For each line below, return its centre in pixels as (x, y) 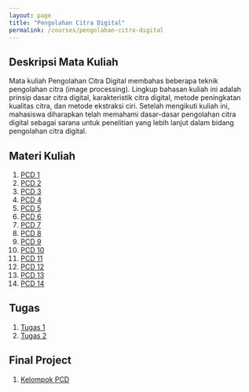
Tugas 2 (33, 335)
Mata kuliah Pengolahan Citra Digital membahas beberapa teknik (114, 81)
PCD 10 (32, 250)
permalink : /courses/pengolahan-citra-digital (86, 30)
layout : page (30, 15)
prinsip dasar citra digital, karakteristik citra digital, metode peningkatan (125, 98)
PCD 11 (31, 258)
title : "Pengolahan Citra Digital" (67, 23)
